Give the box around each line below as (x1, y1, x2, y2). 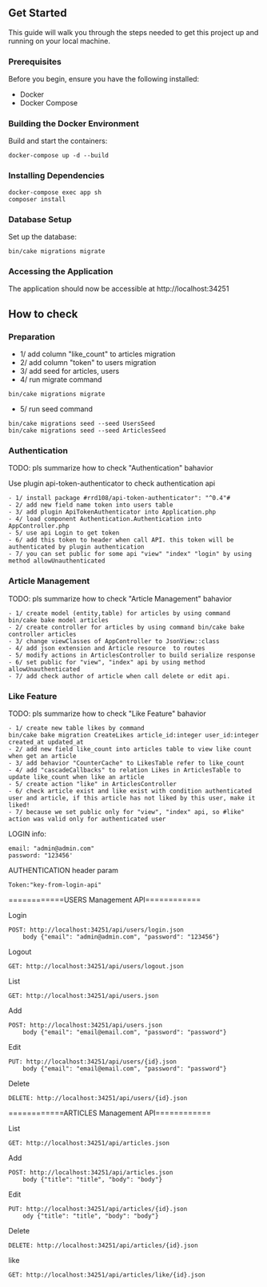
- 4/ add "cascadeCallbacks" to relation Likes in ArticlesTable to (8, 766, 241, 774)
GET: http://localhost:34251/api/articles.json (8, 1138, 170, 1147)
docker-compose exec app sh (8, 188, 102, 197)
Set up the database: (8, 232, 78, 241)
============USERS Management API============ (8, 895, 201, 904)
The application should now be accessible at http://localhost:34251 (8, 284, 229, 294)
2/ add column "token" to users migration (19, 357, 157, 367)
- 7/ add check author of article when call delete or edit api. (8, 672, 230, 680)
